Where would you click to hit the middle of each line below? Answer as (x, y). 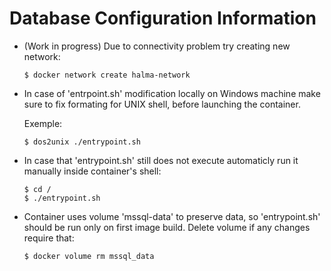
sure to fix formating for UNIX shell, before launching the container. (162, 104)
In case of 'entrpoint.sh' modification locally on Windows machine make (172, 93)
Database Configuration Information (163, 18)
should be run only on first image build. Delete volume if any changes (167, 227)
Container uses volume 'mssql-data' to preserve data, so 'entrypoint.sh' (172, 216)
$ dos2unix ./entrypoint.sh (82, 142)
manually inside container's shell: (92, 171)
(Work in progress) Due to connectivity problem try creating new (157, 46)
